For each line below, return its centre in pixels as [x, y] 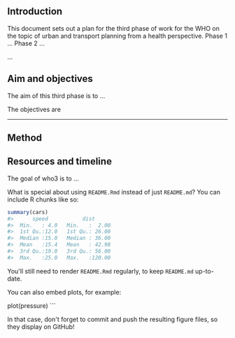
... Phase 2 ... [26, 43]
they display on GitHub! [41, 326]
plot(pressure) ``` [31, 305]
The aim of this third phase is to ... [56, 96]
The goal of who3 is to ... [43, 178]
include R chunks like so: [43, 199]
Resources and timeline [59, 161]
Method [25, 138]
